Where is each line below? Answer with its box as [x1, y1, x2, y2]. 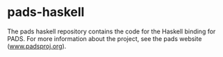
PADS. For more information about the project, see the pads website [7, 34, 202, 42]
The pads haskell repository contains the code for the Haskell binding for [7, 27, 216, 35]
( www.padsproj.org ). [7, 42, 67, 50]
